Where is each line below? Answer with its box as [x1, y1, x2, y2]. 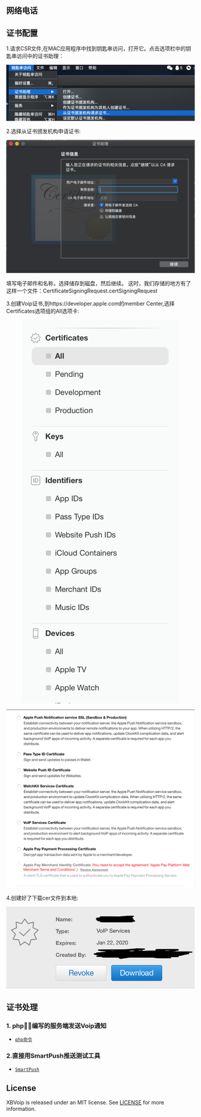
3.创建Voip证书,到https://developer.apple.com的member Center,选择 [6, 300, 175, 307]
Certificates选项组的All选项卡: [6, 307, 80, 315]
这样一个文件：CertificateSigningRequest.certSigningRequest [6, 287, 158, 295]
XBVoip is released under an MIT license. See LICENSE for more [6, 1099, 165, 1106]
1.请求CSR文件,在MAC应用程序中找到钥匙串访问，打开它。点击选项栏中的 [6, 45, 187, 52]
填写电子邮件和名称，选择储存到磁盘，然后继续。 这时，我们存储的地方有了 [6, 280, 191, 287]
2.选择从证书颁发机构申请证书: [6, 128, 81, 135]
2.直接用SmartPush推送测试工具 [6, 1051, 100, 1059]
